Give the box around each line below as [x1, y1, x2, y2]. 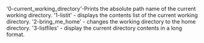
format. [6, 31, 25, 38]
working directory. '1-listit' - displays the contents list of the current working [6, 12, 198, 19]
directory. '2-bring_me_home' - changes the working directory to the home [6, 18, 196, 25]
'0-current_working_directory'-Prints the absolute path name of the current [6, 5, 196, 12]
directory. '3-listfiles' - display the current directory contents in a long [6, 24, 183, 31]
